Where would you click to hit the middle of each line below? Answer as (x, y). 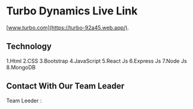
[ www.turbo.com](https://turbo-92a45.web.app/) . (68, 28)
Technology (29, 46)
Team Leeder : (24, 101)
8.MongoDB (21, 67)
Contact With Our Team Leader (65, 86)
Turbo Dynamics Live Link (72, 11)
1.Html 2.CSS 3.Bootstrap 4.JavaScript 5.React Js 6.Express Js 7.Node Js (96, 60)
